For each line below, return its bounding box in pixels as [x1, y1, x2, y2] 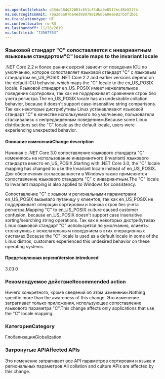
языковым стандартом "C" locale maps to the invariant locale [5, 53, 158, 59]
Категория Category [5, 323, 55, 329]
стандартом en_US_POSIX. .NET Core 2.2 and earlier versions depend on [5, 75, 154, 81]
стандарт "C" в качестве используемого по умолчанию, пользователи [5, 111, 155, 117]
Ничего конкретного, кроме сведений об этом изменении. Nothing [5, 289, 146, 295]
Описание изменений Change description [5, 138, 94, 144]
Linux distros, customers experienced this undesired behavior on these [5, 238, 150, 244]
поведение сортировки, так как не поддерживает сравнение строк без [5, 90, 156, 97]
